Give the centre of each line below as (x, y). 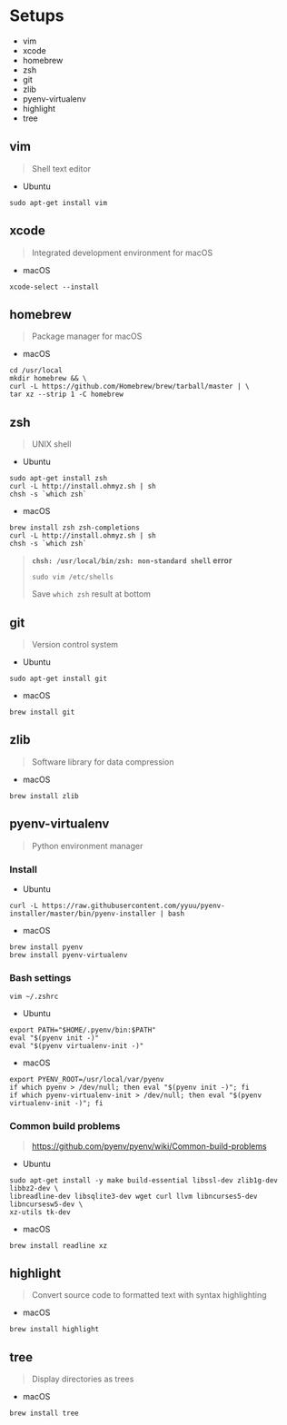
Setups (37, 16)
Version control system (75, 644)
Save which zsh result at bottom (91, 594)
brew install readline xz (58, 1245)
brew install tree (44, 1413)
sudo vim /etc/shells (72, 578)
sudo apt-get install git (58, 678)
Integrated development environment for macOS (122, 252)
